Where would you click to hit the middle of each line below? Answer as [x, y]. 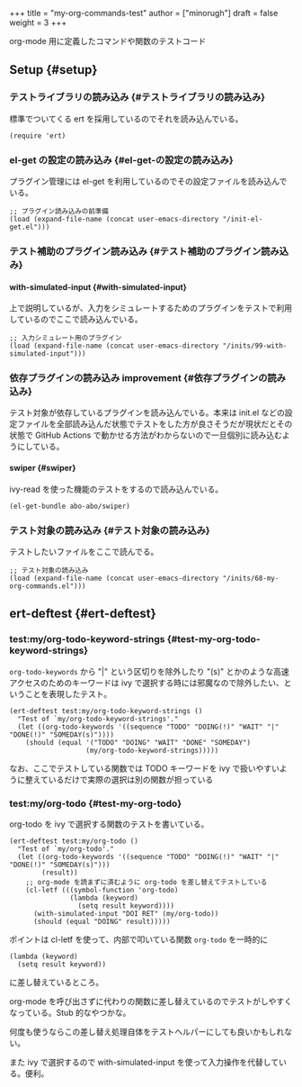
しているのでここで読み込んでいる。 [76, 320]
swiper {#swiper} [43, 468]
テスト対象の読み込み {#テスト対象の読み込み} [110, 530]
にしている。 [40, 447]
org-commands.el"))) [48, 586]
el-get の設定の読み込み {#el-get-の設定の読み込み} [121, 159]
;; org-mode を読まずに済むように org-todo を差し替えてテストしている [147, 882]
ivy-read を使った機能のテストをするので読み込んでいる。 [116, 489]
